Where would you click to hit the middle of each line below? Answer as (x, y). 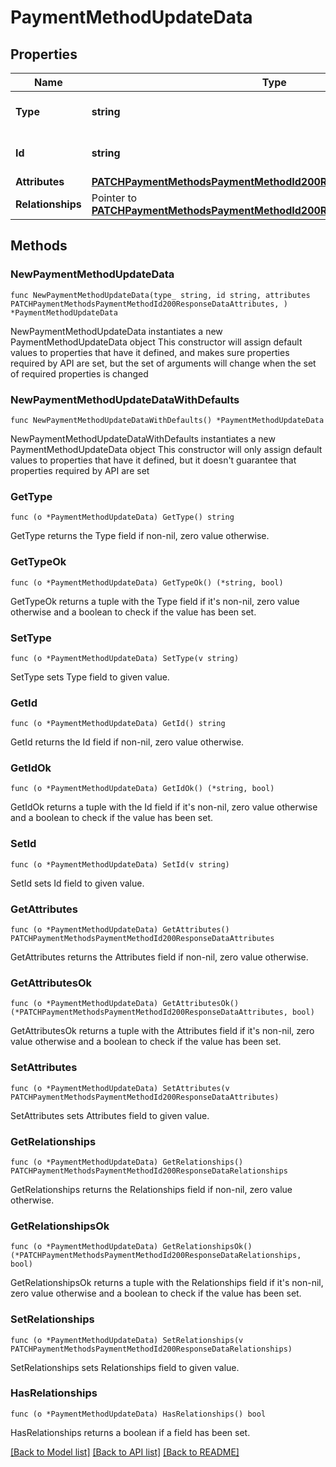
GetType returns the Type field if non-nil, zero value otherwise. (140, 536)
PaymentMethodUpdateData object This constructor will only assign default (166, 449)
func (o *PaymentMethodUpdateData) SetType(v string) (125, 658)
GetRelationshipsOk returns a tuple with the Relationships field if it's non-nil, (167, 1283)
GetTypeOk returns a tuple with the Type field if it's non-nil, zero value (155, 601)
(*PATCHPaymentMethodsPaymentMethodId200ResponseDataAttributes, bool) (162, 1012)
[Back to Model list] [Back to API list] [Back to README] (125, 1452)
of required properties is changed (79, 373)
